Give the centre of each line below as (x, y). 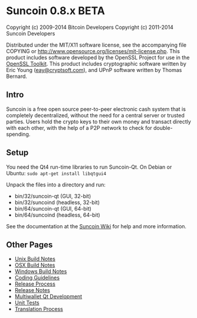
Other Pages (29, 245)
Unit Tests (27, 303)
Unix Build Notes (35, 259)
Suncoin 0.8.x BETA (55, 11)
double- (163, 127)
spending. (18, 134)
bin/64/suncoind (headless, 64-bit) (57, 215)
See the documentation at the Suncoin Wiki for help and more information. (96, 226)
